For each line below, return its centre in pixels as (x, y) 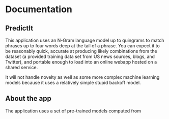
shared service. (22, 67)
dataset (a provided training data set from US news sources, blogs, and (80, 56)
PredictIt (19, 28)
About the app (29, 98)
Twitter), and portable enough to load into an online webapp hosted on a (81, 62)
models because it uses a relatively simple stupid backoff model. (73, 83)
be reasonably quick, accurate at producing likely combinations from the (81, 51)
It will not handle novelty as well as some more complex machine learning (82, 77)
